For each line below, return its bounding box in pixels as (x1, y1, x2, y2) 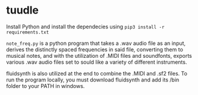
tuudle (6, 4, 39, 17)
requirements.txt (6, 29, 49, 35)
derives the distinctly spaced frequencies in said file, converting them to (6, 45, 183, 53)
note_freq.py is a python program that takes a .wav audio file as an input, (6, 40, 186, 47)
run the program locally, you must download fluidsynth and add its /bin (6, 76, 180, 83)
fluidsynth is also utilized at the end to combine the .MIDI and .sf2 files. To (6, 70, 187, 77)
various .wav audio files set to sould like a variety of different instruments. (6, 58, 187, 65)
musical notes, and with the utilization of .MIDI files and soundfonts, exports (6, 52, 192, 59)
